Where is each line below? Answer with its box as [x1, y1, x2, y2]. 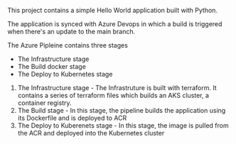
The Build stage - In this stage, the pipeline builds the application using [17, 106, 226, 114]
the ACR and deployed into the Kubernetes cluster [17, 129, 165, 137]
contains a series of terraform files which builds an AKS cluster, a [17, 92, 210, 99]
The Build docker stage [17, 62, 87, 70]
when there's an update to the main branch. [7, 28, 136, 35]
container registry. [17, 99, 72, 107]
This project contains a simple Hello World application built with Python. [7, 6, 218, 14]
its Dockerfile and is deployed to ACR [17, 113, 127, 122]
